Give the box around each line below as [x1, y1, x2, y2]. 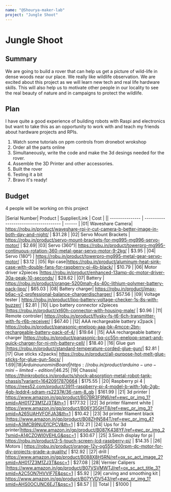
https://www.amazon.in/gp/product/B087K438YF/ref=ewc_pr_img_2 [20, 427, 165, 433]
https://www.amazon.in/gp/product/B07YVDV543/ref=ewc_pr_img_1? [5, 476, 151, 482]
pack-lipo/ [5, 286, 27, 292]
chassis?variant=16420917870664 [5, 378, 78, 384]
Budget [5, 192, 29, 200]
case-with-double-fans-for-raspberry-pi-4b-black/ [5, 264, 113, 270]
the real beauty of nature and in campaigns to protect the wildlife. [5, 90, 143, 96]
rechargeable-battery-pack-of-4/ [5, 329, 76, 335]
